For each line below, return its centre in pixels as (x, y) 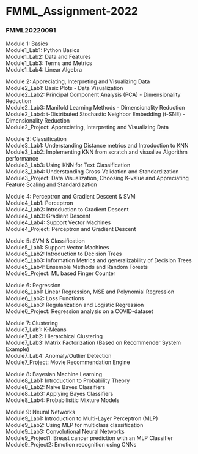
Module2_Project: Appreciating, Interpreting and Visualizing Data (87, 127)
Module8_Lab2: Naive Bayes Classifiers (56, 387)
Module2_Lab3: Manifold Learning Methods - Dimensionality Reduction (95, 108)
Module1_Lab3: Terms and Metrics (49, 63)
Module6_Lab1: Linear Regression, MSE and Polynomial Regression (90, 292)
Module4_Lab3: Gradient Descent (48, 216)
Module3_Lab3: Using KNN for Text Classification (68, 165)
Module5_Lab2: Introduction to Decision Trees (64, 254)
